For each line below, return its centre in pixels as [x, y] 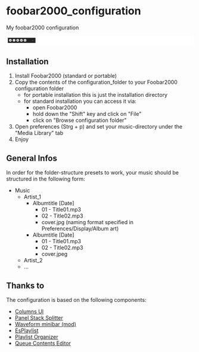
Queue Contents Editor [43, 343]
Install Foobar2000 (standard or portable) [66, 76]
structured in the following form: [46, 179]
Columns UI [29, 311]
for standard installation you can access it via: [80, 101]
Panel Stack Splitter [39, 318]
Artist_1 [32, 197]
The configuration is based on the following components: [77, 300]
